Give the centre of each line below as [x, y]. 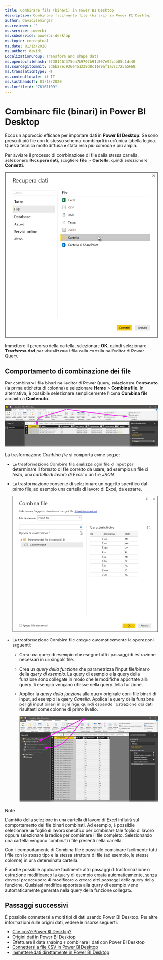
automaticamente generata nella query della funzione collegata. [69, 890]
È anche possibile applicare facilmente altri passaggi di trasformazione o [78, 869]
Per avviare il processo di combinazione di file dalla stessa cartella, [72, 155]
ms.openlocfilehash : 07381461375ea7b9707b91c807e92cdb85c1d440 [70, 61]
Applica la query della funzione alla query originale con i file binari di [88, 694]
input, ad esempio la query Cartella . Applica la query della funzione [87, 699]
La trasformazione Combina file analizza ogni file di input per [73, 464]
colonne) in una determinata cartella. [42, 860]
